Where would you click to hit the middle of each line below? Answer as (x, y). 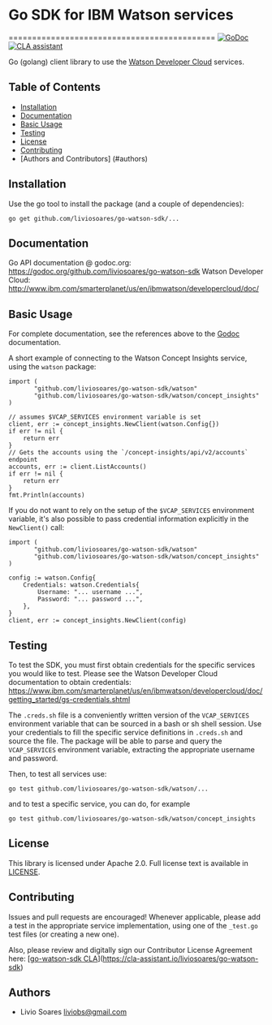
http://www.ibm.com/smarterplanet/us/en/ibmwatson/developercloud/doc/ (134, 289)
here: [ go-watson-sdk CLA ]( (56, 958)
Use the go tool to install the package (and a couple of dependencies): (126, 204)
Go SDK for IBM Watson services (121, 15)
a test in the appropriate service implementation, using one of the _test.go (133, 925)
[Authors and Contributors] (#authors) (84, 158)
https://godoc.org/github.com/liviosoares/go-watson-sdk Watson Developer (136, 271)
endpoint (23, 460)
